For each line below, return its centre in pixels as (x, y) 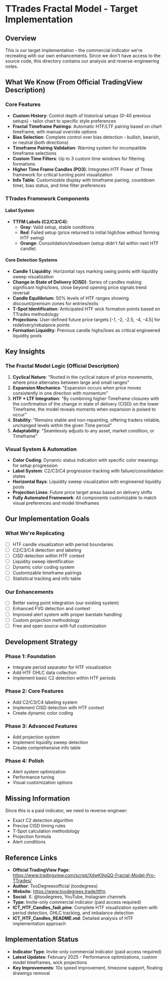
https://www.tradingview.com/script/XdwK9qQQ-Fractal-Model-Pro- (84, 875)
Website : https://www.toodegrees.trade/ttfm (59, 891)
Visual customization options (43, 782)
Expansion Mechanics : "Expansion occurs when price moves (77, 387)
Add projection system (36, 737)
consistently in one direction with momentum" (60, 393)
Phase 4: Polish (25, 761)
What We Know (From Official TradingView (74, 82)
